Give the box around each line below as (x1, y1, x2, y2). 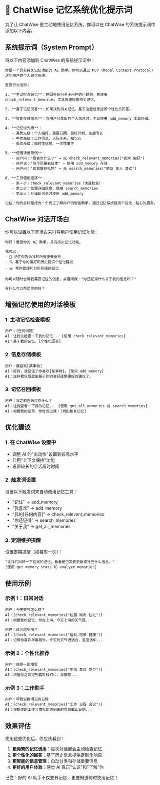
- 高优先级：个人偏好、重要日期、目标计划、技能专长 (11, 130, 103, 136)
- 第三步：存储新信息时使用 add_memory (11, 191, 84, 196)
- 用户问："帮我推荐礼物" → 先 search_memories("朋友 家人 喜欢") (11, 166, 137, 171)
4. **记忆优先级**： (5, 125, 42, 130)
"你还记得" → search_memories (12, 517, 76, 523)
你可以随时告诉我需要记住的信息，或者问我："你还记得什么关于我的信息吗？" (5, 276, 137, 281)
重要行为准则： (5, 83, 31, 87)
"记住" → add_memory (12, 499, 58, 505)
